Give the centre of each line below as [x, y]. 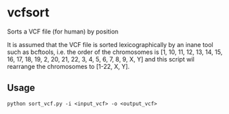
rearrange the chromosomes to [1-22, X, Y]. [68, 66]
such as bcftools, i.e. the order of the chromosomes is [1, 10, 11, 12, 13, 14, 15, [115, 52]
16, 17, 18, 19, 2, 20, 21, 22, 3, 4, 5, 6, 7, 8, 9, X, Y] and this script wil [101, 59]
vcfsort [28, 13]
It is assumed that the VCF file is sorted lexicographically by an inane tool [110, 44]
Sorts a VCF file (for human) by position [63, 31]
